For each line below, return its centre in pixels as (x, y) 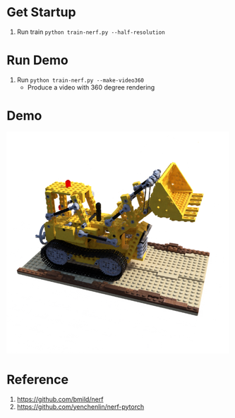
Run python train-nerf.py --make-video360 (80, 80)
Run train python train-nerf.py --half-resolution (91, 32)
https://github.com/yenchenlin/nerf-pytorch (80, 407)
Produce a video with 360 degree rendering (91, 87)
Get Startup (41, 12)
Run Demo (37, 60)
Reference (37, 380)
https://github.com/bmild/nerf (60, 399)
